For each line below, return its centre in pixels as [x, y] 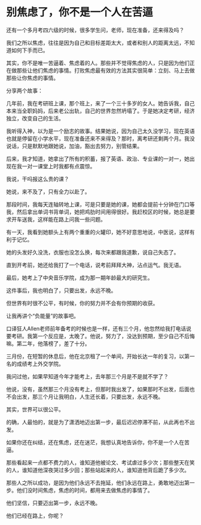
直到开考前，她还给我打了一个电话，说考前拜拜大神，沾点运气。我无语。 [95, 265]
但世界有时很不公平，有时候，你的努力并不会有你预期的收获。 [82, 303]
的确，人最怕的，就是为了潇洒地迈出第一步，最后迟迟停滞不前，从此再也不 [98, 422]
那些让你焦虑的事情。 [32, 78]
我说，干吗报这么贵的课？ [38, 179]
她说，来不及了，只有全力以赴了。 [48, 192]
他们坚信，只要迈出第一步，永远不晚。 [53, 503]
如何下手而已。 [30, 50]
